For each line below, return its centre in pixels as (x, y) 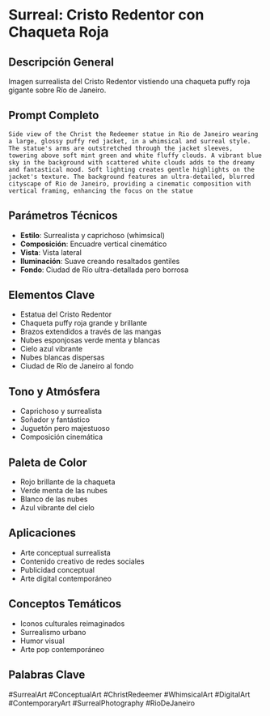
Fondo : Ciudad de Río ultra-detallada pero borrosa (104, 270)
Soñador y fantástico (55, 420)
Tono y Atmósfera (55, 392)
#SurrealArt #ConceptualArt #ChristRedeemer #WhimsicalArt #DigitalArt (129, 694)
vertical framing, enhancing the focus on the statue (101, 191)
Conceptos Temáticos (65, 604)
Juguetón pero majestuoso (65, 428)
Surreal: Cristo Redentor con (106, 15)
